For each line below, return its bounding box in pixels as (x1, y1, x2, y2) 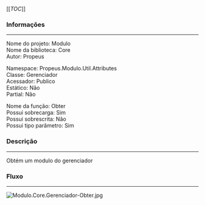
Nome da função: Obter (6, 103, 66, 110)
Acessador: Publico (6, 77, 56, 85)
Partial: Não (6, 91, 36, 98)
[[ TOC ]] (6, 5, 26, 12)
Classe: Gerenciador (6, 71, 58, 79)
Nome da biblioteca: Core (6, 46, 71, 54)
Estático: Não (6, 84, 40, 92)
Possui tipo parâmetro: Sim (6, 122, 74, 129)
